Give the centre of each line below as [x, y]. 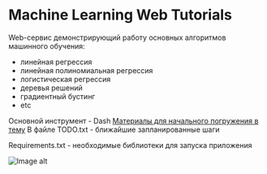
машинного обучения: [47, 46]
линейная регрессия [56, 62]
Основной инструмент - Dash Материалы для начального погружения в [133, 120]
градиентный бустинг [58, 96]
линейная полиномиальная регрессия [86, 70]
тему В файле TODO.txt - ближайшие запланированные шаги [114, 129]
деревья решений [51, 88]
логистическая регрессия [65, 79]
